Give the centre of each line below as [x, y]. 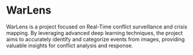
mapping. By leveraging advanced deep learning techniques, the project [94, 33]
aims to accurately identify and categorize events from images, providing [96, 39]
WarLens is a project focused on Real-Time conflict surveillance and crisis [97, 27]
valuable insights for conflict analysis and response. [70, 46]
